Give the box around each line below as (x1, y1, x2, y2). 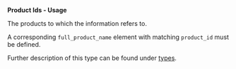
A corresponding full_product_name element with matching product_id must (7, 33, 230, 41)
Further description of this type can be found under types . (7, 54, 177, 62)
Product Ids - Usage (7, 6, 67, 14)
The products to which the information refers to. (7, 20, 147, 27)
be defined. (7, 40, 41, 48)
